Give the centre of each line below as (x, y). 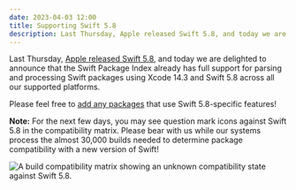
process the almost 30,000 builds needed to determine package (126, 140)
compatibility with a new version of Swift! (84, 149)
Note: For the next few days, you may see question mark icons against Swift (148, 121)
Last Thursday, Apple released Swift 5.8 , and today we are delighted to (138, 59)
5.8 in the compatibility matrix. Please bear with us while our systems (135, 131)
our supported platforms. (55, 87)
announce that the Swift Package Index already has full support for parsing (146, 68)
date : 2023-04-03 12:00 (53, 17)
